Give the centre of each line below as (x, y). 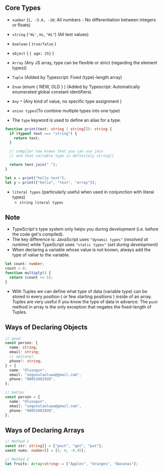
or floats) (21, 25)
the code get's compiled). (38, 234)
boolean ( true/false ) (34, 44)
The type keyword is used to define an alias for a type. (67, 120)
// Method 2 (17, 459)
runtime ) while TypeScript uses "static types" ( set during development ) (85, 245)
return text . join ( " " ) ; (33, 165)
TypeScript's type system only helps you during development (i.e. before (85, 229)
